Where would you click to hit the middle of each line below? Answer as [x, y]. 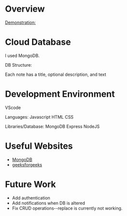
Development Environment [60, 94]
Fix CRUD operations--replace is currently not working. [67, 208]
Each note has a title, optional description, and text [56, 74]
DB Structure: [19, 65]
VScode [13, 108]
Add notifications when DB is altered [48, 203]
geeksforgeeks [27, 164]
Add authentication [31, 198]
